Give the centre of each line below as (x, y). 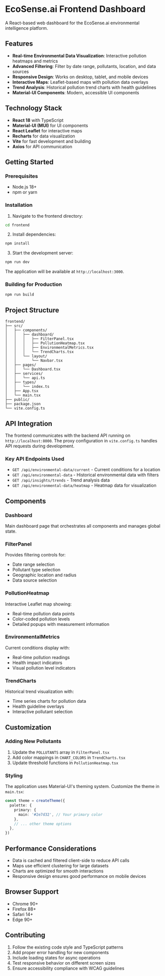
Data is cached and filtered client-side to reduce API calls (71, 860)
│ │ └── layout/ (26, 356)
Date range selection (34, 564)
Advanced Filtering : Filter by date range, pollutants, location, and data (84, 66)
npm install (17, 244)
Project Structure (32, 310)
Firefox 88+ (24, 909)
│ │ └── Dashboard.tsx (33, 369)
